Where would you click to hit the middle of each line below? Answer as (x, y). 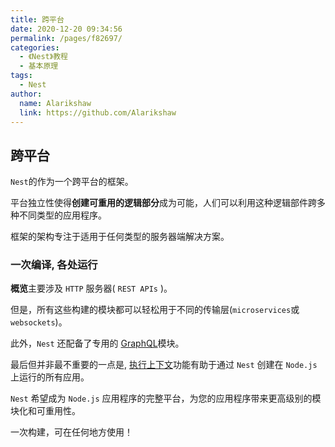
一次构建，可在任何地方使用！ (71, 432)
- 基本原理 (39, 66)
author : (26, 94)
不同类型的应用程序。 (62, 215)
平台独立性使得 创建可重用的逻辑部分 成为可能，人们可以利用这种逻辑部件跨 (163, 203)
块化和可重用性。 (45, 411)
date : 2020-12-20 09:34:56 (66, 29)
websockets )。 (39, 322)
